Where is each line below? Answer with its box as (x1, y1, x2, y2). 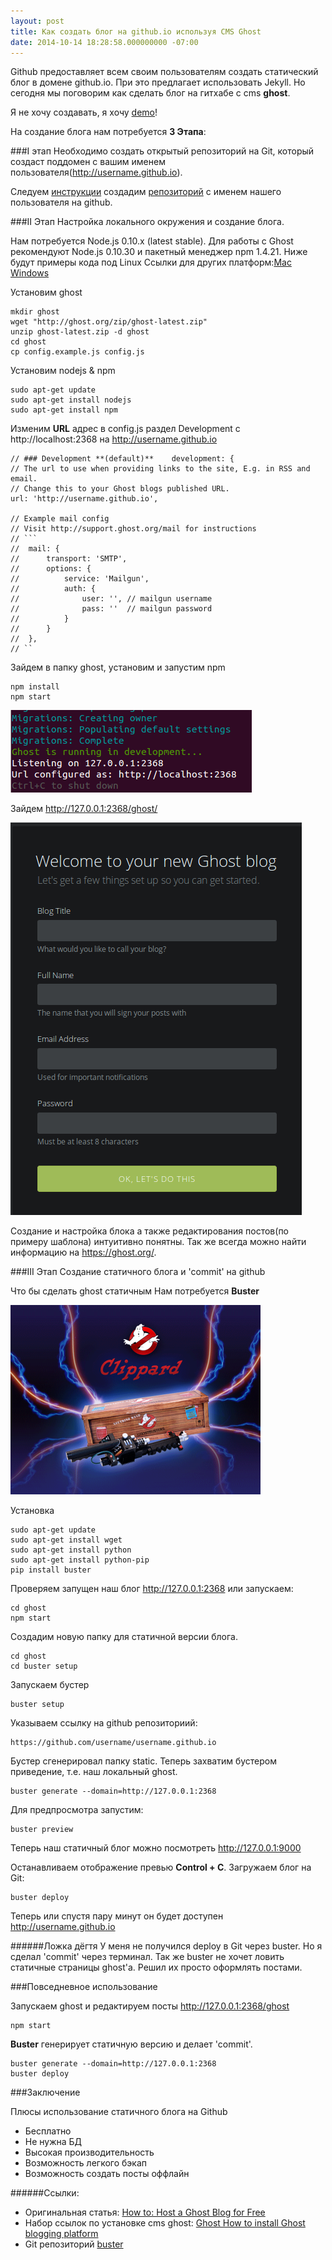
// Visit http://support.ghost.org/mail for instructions (10, 524, 257, 534)
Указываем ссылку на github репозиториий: (10, 1717, 198, 1729)
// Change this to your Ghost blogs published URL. (10, 484, 230, 494)
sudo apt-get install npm (10, 405, 118, 415)
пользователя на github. (10, 196, 113, 209)
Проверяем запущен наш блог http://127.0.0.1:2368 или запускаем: (10, 1583, 294, 1595)
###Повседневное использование (10, 1981, 158, 1993)
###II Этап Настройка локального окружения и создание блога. (10, 216, 285, 228)
